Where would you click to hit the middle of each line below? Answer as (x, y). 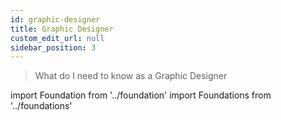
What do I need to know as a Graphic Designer (131, 76)
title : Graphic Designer (62, 29)
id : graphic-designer (55, 19)
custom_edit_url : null (57, 38)
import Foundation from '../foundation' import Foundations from (141, 95)
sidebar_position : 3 (53, 47)
